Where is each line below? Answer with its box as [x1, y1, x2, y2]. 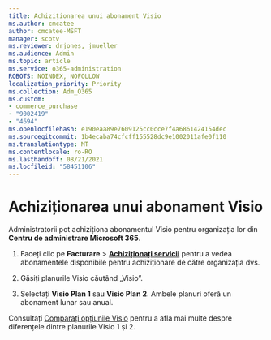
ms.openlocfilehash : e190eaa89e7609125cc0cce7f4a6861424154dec [8, 125, 227, 133]
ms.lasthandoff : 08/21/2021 [8, 155, 104, 163]
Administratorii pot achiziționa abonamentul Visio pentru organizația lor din [8, 225, 258, 235]
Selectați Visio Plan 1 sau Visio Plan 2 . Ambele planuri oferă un [19, 289, 231, 299]
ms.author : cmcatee [8, 19, 75, 28]
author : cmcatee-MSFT [8, 27, 82, 35]
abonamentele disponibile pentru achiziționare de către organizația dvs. [19, 257, 260, 268]
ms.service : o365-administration [8, 65, 122, 73]
